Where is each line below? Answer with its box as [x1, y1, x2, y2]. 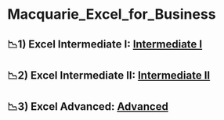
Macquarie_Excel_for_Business [7, 5, 216, 23]
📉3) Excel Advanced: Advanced [7, 100, 169, 114]
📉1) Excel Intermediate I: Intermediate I [7, 37, 203, 51]
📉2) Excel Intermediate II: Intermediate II [7, 69, 211, 82]
